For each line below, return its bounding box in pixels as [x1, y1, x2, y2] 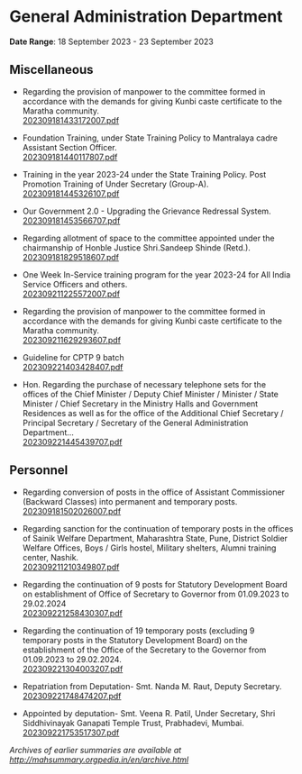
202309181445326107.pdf [22, 187, 120, 199]
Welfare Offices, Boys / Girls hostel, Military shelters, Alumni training [22, 542, 277, 553]
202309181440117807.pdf [22, 151, 118, 162]
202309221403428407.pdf [22, 361, 124, 372]
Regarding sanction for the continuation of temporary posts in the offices [22, 523, 294, 533]
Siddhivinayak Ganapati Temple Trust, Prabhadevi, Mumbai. [22, 717, 245, 728]
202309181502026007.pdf [22, 505, 122, 516]
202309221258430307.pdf [22, 607, 124, 618]
